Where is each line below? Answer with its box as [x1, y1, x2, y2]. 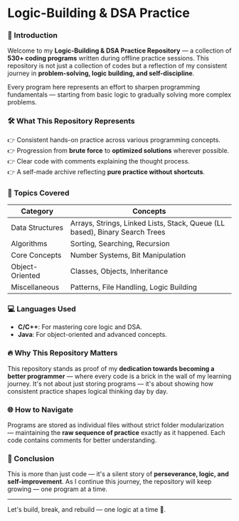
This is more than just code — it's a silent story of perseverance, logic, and [7, 470, 229, 478]
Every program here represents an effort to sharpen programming [7, 83, 201, 92]
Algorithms [11, 239, 48, 249]
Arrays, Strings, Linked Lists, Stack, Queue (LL [70, 218, 225, 228]
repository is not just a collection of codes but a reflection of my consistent [7, 62, 228, 70]
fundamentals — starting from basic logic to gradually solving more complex [7, 90, 232, 99]
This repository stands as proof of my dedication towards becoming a [7, 364, 215, 372]
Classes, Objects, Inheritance [70, 267, 169, 276]
